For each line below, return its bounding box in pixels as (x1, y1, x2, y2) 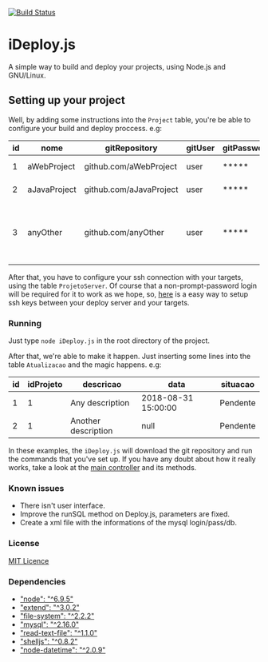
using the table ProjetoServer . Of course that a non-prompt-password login (8, 281, 258, 290)
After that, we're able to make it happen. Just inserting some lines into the (8, 352, 251, 361)
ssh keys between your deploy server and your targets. (8, 297, 190, 307)
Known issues (8, 482, 65, 493)
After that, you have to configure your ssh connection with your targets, (8, 272, 243, 281)
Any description (70, 397, 130, 409)
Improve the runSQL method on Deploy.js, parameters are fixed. (19, 509, 230, 519)
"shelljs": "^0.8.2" (19, 636, 78, 646)
